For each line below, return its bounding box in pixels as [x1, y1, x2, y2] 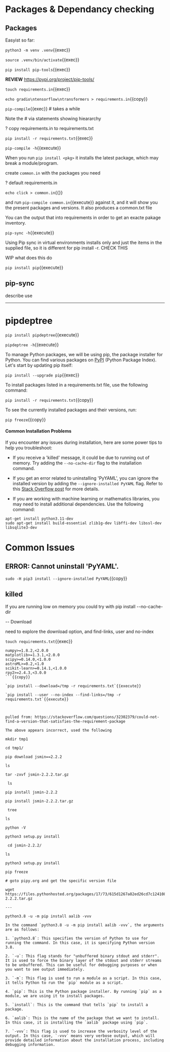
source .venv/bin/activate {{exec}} [5, 57, 79, 63]
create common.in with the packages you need [5, 170, 101, 176]
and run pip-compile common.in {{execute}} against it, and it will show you [5, 199, 158, 205]
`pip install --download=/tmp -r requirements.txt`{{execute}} [5, 683, 142, 689]
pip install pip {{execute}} [5, 265, 64, 270]
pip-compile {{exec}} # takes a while [5, 106, 80, 112]
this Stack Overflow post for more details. [12, 486, 100, 492]
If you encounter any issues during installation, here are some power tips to [5, 439, 162, 445]
